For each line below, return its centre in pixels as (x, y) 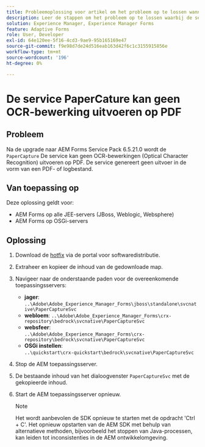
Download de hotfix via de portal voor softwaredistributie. (88, 255)
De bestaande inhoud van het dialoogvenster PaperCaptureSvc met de (103, 376)
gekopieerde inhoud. (41, 383)
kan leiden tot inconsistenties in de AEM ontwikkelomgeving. (91, 438)
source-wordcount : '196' (38, 58)
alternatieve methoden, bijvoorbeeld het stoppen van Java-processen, (104, 431)
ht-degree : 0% (24, 63)
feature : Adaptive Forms (38, 29)
